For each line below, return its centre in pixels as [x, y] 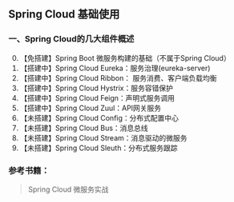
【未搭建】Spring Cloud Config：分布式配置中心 [99, 117]
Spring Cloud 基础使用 [64, 14]
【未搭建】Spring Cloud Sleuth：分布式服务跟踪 [99, 148]
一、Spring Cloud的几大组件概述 [71, 39]
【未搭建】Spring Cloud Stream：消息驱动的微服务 [103, 137]
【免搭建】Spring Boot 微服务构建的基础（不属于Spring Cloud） [125, 57]
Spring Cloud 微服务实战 [68, 189]
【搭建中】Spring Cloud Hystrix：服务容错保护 [97, 88]
